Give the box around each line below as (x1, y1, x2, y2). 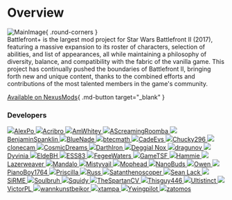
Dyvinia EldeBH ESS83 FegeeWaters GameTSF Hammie (7, 151, 200, 160)
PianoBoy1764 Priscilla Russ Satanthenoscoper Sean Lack (7, 168, 201, 176)
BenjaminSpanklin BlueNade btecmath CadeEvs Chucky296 (7, 135, 206, 144)
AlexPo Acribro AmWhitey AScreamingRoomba (14, 127, 168, 135)
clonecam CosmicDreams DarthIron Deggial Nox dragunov (7, 144, 202, 152)
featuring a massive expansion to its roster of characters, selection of (7, 42, 206, 51)
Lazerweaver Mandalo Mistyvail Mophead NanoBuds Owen (7, 160, 211, 168)
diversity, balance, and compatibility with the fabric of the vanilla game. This (7, 57, 225, 65)
